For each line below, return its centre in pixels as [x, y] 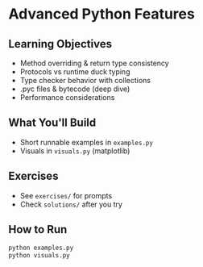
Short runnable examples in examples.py [86, 142]
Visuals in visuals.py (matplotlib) [75, 151]
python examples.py [41, 248]
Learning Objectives [60, 44]
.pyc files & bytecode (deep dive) [75, 89]
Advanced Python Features [101, 14]
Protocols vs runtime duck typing [75, 72]
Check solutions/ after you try [71, 204]
